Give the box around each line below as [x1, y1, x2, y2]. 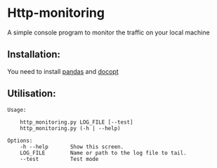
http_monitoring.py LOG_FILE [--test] [20, 118, 133, 126]
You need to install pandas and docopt [7, 67, 119, 75]
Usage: [7, 106, 27, 113]
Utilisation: [7, 88, 56, 100]
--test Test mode [20, 155, 99, 162]
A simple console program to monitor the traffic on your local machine [7, 28, 210, 37]
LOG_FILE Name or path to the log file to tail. [20, 149, 188, 156]
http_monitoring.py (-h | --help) [20, 124, 121, 131]
